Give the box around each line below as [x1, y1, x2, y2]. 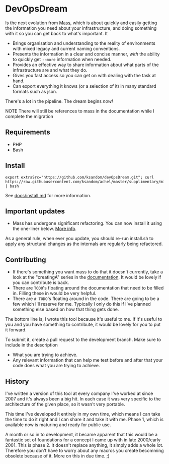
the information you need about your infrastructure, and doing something [5, 25, 157, 31]
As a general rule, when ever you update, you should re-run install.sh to [5, 236, 154, 242]
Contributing [5, 255, 46, 264]
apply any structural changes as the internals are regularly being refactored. [5, 241, 163, 247]
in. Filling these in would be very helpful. [12, 291, 97, 297]
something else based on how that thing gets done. [12, 306, 119, 313]
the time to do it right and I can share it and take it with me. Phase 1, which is [5, 417, 164, 422]
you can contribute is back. [12, 279, 69, 285]
